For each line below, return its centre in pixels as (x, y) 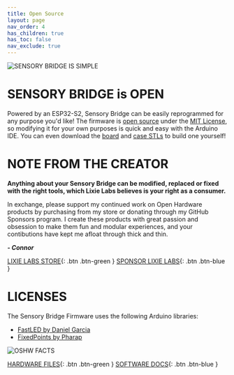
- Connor (21, 247)
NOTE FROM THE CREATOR (88, 164)
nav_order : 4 (26, 27)
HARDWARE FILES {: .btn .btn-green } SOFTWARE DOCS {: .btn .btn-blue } (113, 364)
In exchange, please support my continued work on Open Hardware (105, 204)
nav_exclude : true (34, 46)
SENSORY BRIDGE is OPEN (86, 94)
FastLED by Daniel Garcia (54, 330)
